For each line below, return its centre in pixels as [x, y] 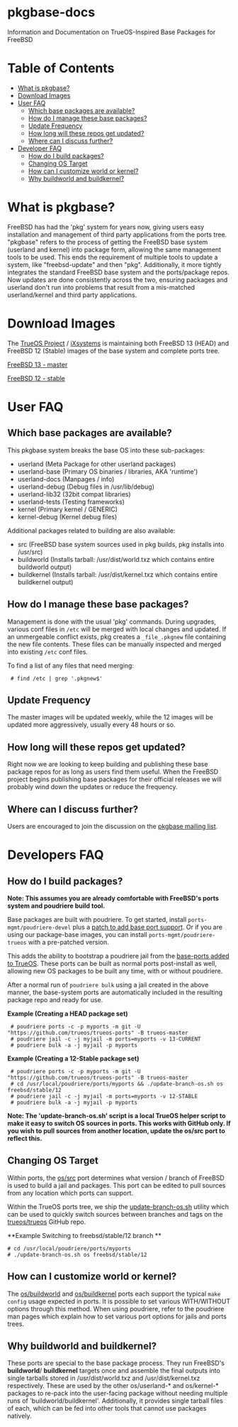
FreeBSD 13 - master [38, 364]
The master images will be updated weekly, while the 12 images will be [110, 717]
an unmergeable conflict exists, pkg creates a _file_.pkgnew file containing [117, 636]
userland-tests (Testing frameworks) [71, 501]
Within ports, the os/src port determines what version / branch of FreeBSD [116, 1178]
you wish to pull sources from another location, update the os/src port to [116, 1131]
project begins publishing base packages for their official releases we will [114, 779]
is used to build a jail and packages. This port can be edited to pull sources [117, 1185]
